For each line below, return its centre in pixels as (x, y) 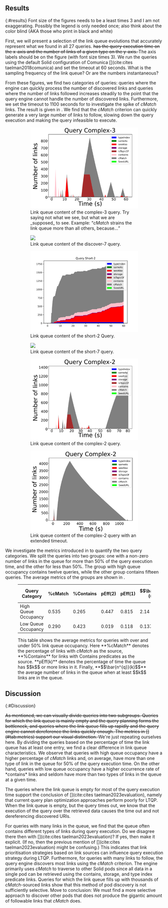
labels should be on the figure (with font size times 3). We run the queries (81, 57)
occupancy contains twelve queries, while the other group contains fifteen (82, 572)
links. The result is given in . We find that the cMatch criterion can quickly (81, 109)
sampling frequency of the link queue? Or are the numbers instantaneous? (82, 73)
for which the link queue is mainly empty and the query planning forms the (82, 721)
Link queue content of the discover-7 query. (76, 244)
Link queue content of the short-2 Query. (73, 336)
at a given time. (21, 780)
